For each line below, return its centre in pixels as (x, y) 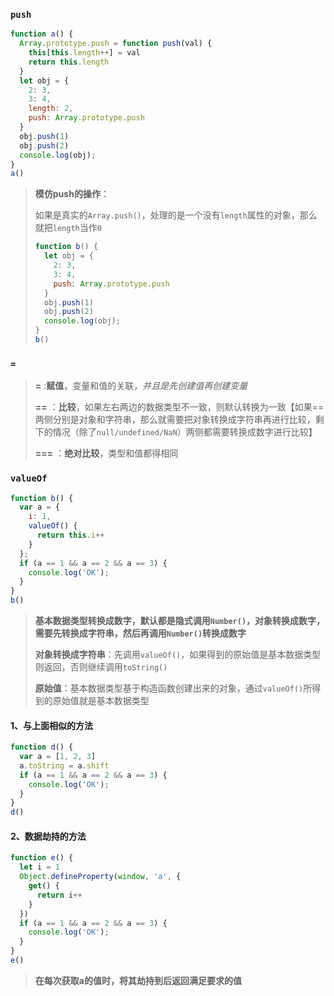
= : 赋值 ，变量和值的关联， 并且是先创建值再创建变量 (141, 386)
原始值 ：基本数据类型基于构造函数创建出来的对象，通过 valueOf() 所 (173, 688)
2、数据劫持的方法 (48, 836)
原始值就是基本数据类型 (101, 701)
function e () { (42, 858)
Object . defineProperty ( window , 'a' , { (100, 877)
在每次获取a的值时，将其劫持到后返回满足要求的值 (138, 980)
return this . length (69, 62)
